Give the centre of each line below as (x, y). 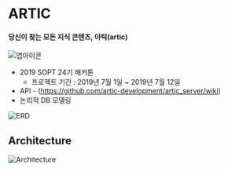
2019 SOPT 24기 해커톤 (57, 72)
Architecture (40, 141)
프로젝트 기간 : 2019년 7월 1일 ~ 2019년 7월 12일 (106, 82)
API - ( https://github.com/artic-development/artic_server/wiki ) (120, 91)
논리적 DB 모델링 (46, 100)
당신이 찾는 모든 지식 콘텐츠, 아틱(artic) (68, 37)
